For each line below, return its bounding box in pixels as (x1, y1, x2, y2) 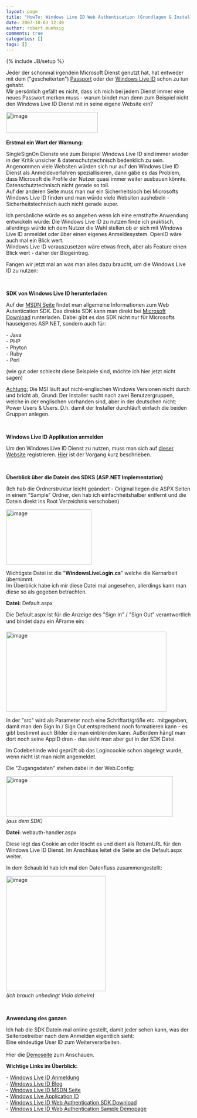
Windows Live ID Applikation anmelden (6, 433, 104, 440)
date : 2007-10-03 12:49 (6, 19, 64, 25)
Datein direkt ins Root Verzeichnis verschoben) (6, 497, 120, 505)
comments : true (6, 31, 43, 37)
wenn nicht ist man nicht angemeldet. (6, 753, 97, 760)
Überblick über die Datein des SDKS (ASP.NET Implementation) (6, 473, 164, 480)
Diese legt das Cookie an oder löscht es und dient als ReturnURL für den (6, 840, 181, 847)
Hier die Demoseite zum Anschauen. (6, 1051, 95, 1058)
